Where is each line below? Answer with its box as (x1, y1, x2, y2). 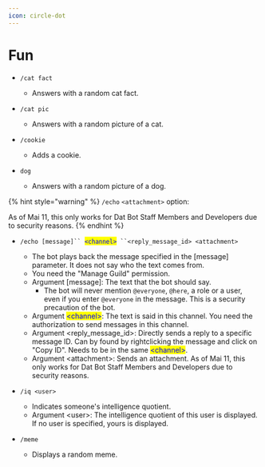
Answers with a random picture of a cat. (31, 119, 164, 129)
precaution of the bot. (43, 302, 116, 312)
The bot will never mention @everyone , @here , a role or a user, (43, 285, 243, 295)
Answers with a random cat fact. (31, 88, 139, 98)
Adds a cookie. (31, 150, 81, 160)
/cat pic (19, 105, 49, 113)
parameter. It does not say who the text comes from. (31, 260, 205, 269)
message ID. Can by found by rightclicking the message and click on (31, 337, 258, 346)
